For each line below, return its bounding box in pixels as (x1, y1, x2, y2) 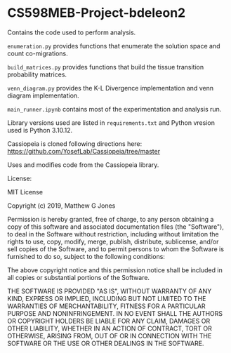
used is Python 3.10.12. (7, 126, 72, 134)
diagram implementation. (7, 91, 79, 100)
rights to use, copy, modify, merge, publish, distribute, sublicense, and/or (7, 237, 219, 246)
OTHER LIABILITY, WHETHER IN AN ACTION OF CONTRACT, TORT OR (7, 324, 212, 333)
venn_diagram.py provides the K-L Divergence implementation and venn (7, 84, 214, 92)
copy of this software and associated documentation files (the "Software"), (7, 222, 225, 231)
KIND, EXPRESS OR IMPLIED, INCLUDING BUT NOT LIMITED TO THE (7, 294, 206, 302)
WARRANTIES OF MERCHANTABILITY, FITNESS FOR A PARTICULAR (7, 302, 206, 310)
